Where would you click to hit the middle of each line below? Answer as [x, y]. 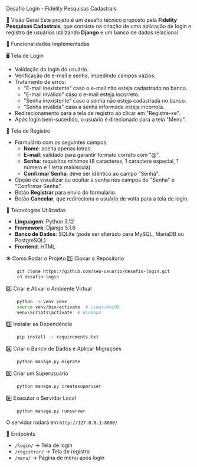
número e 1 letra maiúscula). [58, 167]
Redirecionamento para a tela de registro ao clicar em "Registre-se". [98, 113]
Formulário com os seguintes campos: [61, 142]
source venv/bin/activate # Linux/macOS [68, 307]
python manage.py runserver [51, 411]
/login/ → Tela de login [43, 445]
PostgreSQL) [30, 240]
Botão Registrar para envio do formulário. [65, 192]
